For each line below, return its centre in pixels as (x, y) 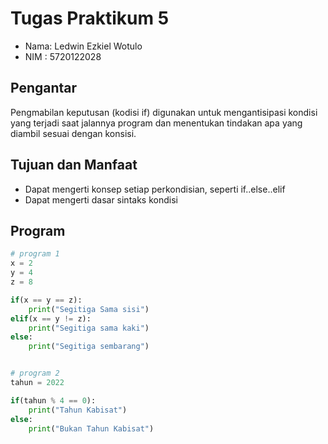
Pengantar (44, 88)
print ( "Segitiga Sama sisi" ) (89, 309)
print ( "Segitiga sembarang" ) (89, 347)
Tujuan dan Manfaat (74, 165)
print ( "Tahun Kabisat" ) (78, 410)
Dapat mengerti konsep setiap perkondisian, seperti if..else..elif (155, 189)
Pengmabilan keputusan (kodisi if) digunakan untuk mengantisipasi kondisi (164, 112)
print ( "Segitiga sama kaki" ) (89, 328)
